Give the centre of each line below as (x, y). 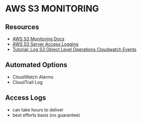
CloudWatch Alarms (33, 77)
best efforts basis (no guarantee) (46, 115)
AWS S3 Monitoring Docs (38, 39)
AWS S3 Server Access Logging (45, 44)
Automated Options (36, 65)
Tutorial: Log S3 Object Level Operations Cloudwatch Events (74, 49)
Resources (22, 27)
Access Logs (26, 98)
